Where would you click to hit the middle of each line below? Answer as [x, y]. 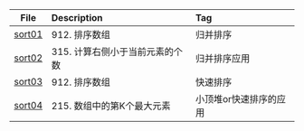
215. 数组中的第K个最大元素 [111, 106]
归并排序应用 [223, 58]
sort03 [28, 82]
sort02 [28, 58]
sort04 [28, 105]
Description [77, 18]
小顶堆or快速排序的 [236, 99]
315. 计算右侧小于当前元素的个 [117, 51]
